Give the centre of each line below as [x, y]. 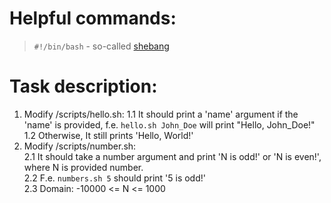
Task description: [83, 86]
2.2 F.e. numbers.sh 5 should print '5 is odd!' [114, 178]
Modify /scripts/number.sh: [80, 146]
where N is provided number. [83, 167]
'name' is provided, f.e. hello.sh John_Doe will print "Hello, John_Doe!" [169, 124]
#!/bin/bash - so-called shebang [101, 46]
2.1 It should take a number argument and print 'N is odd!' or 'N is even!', [172, 156]
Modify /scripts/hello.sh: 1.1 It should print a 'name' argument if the [161, 114]
